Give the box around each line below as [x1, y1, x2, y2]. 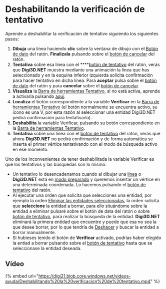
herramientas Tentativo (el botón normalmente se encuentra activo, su [12, 104, 157, 110]
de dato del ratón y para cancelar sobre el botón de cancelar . [12, 82, 139, 88]
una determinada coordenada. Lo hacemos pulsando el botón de [12, 181, 146, 188]
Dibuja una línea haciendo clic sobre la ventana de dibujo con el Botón [12, 45, 158, 51]
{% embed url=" [5, 273, 39, 279]
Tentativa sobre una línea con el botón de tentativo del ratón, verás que [12, 130, 161, 136]
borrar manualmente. [12, 229, 56, 235]
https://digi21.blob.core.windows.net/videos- [38, 273, 131, 279]
